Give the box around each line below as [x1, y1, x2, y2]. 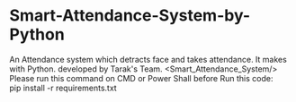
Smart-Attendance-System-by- [9, 5, 250, 26]
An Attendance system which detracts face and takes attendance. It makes [9, 54, 288, 64]
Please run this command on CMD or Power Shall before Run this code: [9, 72, 274, 83]
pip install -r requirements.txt [9, 82, 117, 93]
